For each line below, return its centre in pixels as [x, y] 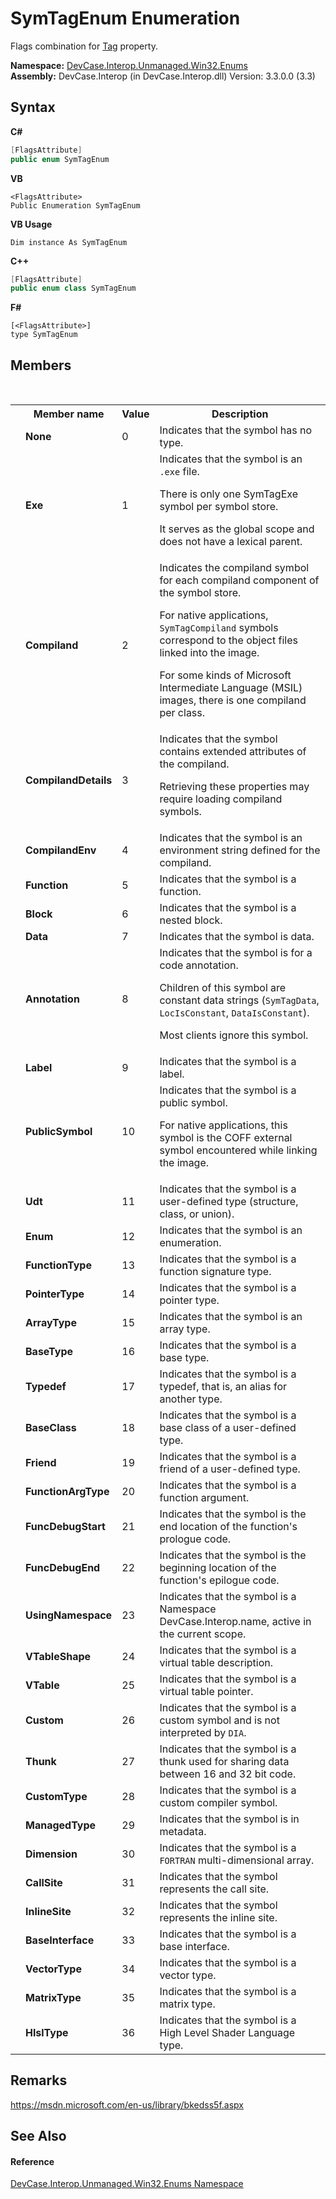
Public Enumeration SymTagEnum [75, 205]
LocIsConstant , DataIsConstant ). [234, 1013]
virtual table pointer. [206, 1692]
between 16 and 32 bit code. [228, 1774]
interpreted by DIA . [203, 1733]
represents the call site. [214, 1889]
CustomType [56, 1797]
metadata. [183, 1832]
